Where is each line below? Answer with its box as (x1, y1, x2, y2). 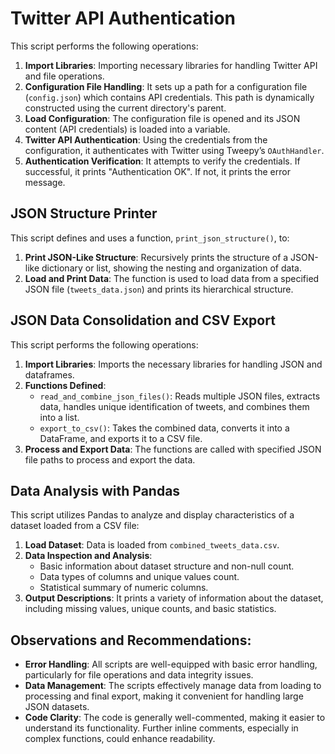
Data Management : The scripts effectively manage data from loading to (24, 680, 322, 692)
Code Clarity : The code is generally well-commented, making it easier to (24, 712, 326, 724)
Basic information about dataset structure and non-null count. (39, 560, 295, 572)
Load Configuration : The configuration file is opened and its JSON (24, 112, 301, 124)
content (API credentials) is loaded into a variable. (24, 123, 231, 135)
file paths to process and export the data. (24, 453, 196, 466)
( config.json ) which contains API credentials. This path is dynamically (24, 91, 315, 103)
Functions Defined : (24, 379, 107, 391)
